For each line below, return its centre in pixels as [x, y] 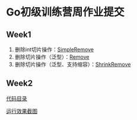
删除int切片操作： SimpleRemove [54, 49]
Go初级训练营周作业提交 [65, 12]
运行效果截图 [22, 111]
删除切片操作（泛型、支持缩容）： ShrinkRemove [73, 64]
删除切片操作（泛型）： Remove [52, 57]
